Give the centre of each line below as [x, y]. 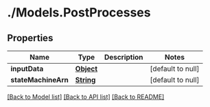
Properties [30, 38]
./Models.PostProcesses [79, 13]
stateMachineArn [39, 80]
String [85, 80]
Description [124, 57]
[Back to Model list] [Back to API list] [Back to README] [86, 97]
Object [86, 69]
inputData [27, 69]
